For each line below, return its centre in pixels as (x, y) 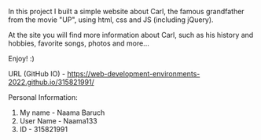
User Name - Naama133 (58, 121)
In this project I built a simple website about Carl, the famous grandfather (127, 11)
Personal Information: (43, 97)
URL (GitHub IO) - (37, 74)
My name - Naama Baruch (62, 112)
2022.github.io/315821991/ (51, 82)
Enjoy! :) (22, 59)
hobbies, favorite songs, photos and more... (79, 43)
